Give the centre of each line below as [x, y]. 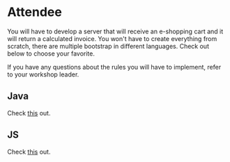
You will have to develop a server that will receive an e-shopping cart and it [115, 31]
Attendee [35, 12]
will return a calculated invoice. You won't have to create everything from [112, 38]
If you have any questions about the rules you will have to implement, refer [114, 67]
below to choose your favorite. [51, 54]
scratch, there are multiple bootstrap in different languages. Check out [108, 46]
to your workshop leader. [43, 74]
